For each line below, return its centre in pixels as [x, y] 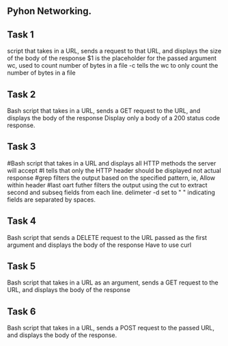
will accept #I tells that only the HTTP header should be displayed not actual [114, 170]
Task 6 [22, 311]
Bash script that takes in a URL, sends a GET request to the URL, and [104, 111]
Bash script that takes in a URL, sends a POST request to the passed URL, [111, 328]
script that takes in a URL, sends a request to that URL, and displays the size [114, 51]
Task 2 [22, 94]
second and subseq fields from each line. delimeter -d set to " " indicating [111, 192]
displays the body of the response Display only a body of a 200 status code [114, 118]
